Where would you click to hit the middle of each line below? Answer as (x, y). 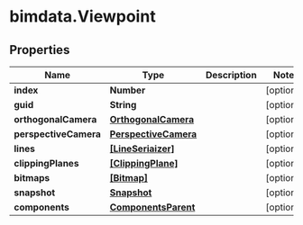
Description (231, 75)
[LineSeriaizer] (142, 148)
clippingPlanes (46, 163)
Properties (40, 50)
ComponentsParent (152, 207)
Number (128, 90)
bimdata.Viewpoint (83, 17)
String (123, 105)
